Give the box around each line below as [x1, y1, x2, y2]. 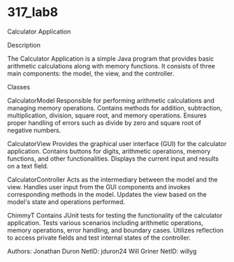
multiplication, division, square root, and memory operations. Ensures [7, 111, 207, 119]
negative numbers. [7, 126, 61, 134]
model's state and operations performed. [7, 197, 126, 206]
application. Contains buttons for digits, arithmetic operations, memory [7, 147, 211, 155]
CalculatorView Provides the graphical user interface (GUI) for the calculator [7, 139, 227, 147]
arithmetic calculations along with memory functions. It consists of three [7, 61, 215, 70]
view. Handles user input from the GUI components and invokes [7, 182, 191, 191]
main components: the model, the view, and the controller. [7, 69, 175, 78]
